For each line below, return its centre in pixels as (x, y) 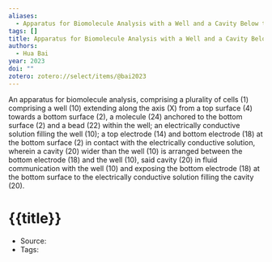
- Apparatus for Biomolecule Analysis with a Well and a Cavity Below (137, 24)
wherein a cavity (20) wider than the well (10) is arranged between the (125, 151)
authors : (23, 46)
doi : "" (21, 69)
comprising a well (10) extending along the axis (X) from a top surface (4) (131, 108)
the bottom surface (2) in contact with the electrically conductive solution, (132, 142)
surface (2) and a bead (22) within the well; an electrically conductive (124, 125)
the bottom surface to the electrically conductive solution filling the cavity (131, 177)
